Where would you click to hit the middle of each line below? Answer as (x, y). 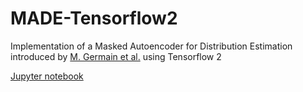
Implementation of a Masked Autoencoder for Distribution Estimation (151, 46)
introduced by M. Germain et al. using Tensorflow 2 (116, 56)
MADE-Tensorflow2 (94, 18)
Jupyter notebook (47, 76)
